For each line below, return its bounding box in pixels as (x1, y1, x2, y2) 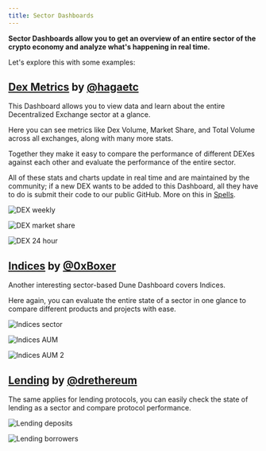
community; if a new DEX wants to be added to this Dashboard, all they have (8, 181, 259, 191)
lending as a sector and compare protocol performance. (8, 403, 192, 413)
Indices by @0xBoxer (8, 259, 117, 273)
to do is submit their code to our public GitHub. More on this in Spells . (8, 190, 236, 200)
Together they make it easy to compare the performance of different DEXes (8, 149, 256, 159)
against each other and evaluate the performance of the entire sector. (8, 157, 237, 167)
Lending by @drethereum (8, 373, 137, 387)
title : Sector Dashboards (8, 11, 94, 20)
